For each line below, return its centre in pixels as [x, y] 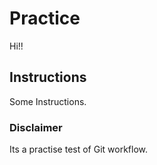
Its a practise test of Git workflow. [79, 149]
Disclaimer [36, 127]
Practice [45, 18]
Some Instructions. [48, 101]
